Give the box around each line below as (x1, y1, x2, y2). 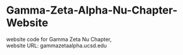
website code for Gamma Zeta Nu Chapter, (6, 35, 112, 43)
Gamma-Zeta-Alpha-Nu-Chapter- (6, 4, 178, 17)
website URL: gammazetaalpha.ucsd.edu (6, 42, 107, 49)
